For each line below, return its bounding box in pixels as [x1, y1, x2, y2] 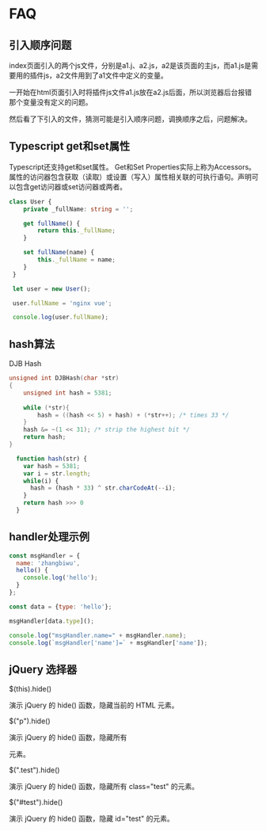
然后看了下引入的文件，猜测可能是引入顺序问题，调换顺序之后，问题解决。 [9, 114, 252, 124]
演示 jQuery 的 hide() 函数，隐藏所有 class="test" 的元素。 [9, 782, 199, 791]
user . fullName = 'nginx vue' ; [12, 299, 112, 307]
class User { [9, 197, 52, 206]
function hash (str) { [16, 455, 88, 463]
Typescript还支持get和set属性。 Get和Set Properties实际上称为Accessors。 [9, 162, 256, 171]
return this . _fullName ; [37, 227, 116, 234]
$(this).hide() [9, 684, 52, 694]
